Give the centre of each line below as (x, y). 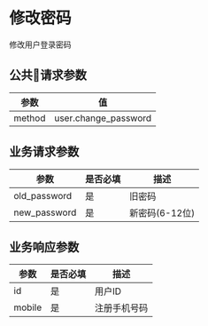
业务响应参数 (44, 246)
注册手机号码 (121, 308)
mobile (28, 307)
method (30, 118)
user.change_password (103, 118)
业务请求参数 (44, 152)
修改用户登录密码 (40, 44)
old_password (43, 195)
